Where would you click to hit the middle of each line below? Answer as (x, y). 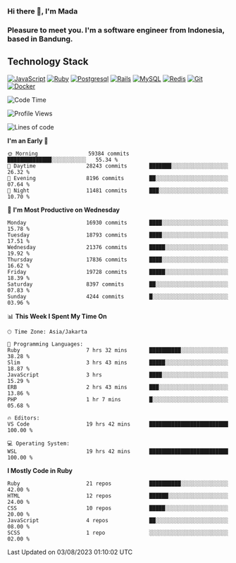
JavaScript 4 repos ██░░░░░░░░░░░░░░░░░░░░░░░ (118, 520)
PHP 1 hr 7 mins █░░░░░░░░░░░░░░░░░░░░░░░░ (118, 399)
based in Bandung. (40, 39)
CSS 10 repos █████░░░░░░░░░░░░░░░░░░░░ (118, 508)
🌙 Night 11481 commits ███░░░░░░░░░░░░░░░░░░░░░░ (118, 190)
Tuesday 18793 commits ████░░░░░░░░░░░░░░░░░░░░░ (118, 235)
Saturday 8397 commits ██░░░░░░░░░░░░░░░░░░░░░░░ (118, 284)
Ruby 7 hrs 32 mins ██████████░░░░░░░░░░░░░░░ (118, 350)
